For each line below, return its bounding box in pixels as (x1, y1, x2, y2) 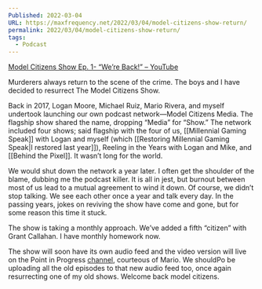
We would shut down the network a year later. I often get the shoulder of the (8, 166, 255, 176)
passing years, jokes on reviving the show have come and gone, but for (8, 199, 239, 209)
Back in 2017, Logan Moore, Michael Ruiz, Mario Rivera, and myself (8, 101, 225, 111)
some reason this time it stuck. (8, 208, 107, 218)
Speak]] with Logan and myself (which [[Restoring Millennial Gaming (8, 134, 230, 144)
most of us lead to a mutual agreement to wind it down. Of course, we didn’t (8, 183, 254, 192)
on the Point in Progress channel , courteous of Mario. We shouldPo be (8, 255, 236, 265)
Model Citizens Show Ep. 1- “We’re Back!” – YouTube (8, 62, 179, 71)
